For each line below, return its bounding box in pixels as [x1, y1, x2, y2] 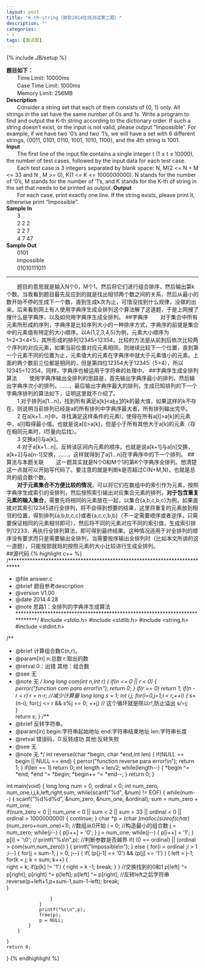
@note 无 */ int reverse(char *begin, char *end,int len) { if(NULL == [15, 751, 184, 757]
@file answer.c [15, 575, 53, 582]
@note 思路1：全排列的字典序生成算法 [15, 603, 111, 610]
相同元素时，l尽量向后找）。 [11, 428, 81, 435]
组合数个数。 [16, 474, 49, 481]
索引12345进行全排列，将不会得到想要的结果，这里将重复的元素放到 [22, 504, 193, 511]
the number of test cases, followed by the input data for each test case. [6, 157, 186, 164]
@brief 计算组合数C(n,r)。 [15, 648, 81, 654]
